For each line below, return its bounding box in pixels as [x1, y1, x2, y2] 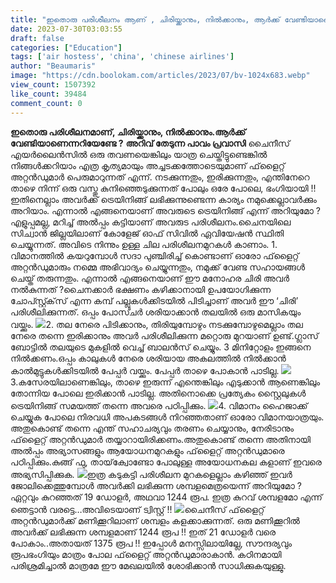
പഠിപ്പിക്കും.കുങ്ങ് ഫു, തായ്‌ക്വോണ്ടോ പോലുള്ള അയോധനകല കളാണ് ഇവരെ [10, 456, 322, 468]
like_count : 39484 [10, 89, 87, 99]
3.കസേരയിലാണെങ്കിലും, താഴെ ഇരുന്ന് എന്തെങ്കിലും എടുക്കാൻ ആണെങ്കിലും [10, 376, 321, 388]
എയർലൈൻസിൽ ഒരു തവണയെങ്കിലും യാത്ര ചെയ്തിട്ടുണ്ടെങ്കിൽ [10, 148, 268, 160]
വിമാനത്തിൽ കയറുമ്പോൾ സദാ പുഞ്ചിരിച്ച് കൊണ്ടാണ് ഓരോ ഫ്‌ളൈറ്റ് [10, 249, 300, 261]
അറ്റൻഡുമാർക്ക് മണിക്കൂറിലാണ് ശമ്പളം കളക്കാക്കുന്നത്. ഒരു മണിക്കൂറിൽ [10, 514, 300, 526]
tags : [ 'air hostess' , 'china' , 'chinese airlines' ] [10, 52, 235, 62]
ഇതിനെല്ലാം [10, 193, 60, 205]
